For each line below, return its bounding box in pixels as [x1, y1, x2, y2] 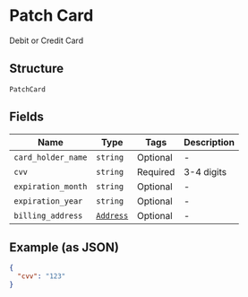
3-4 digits [183, 165, 227, 178]
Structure [9, 61, 64, 76]
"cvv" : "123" [17, 272, 66, 281]
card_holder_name [13, 152, 88, 162]
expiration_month [13, 181, 88, 191]
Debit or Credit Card [9, 35, 83, 46]
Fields [9, 109, 45, 125]
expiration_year [13, 196, 83, 206]
